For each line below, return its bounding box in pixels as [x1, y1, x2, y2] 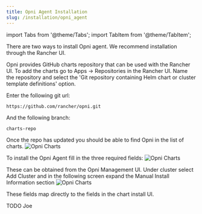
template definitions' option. [6, 80, 77, 87]
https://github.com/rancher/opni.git [6, 103, 101, 109]
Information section [6, 178, 55, 186]
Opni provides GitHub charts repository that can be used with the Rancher [6, 61, 191, 68]
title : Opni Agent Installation [6, 8, 87, 15]
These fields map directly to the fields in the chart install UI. [6, 190, 154, 198]
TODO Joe [6, 202, 33, 209]
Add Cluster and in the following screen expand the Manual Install [6, 172, 170, 180]
